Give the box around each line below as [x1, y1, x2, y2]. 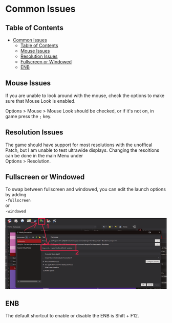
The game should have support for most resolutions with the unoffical [5, 142, 153, 148]
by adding [5, 192, 27, 198]
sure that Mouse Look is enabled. [5, 98, 76, 104]
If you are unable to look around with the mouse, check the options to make [5, 93, 165, 99]
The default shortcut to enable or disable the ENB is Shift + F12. [5, 313, 139, 319]
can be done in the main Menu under [5, 152, 83, 158]
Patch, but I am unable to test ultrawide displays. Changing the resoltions [5, 147, 160, 153]
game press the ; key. [5, 113, 52, 119]
